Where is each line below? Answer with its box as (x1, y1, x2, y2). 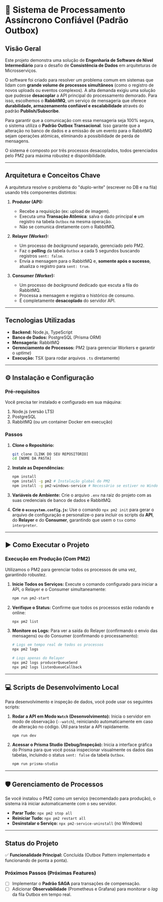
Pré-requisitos (5, 388, 40, 395)
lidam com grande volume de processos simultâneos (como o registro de (5, 82, 154, 88)
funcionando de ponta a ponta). (5, 857, 68, 863)
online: (12, 610, 26, 616)
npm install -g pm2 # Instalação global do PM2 (12, 479, 110, 484)
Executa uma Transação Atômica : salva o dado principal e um (19, 213, 145, 219)
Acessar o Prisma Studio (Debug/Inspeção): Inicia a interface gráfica (12, 742, 152, 748)
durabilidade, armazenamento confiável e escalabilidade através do (5, 103, 144, 108)
